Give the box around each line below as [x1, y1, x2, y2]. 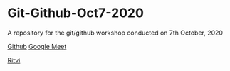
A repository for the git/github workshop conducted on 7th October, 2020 [7, 28, 223, 37]
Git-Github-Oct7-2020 [7, 5, 145, 21]
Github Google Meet [7, 42, 67, 50]
